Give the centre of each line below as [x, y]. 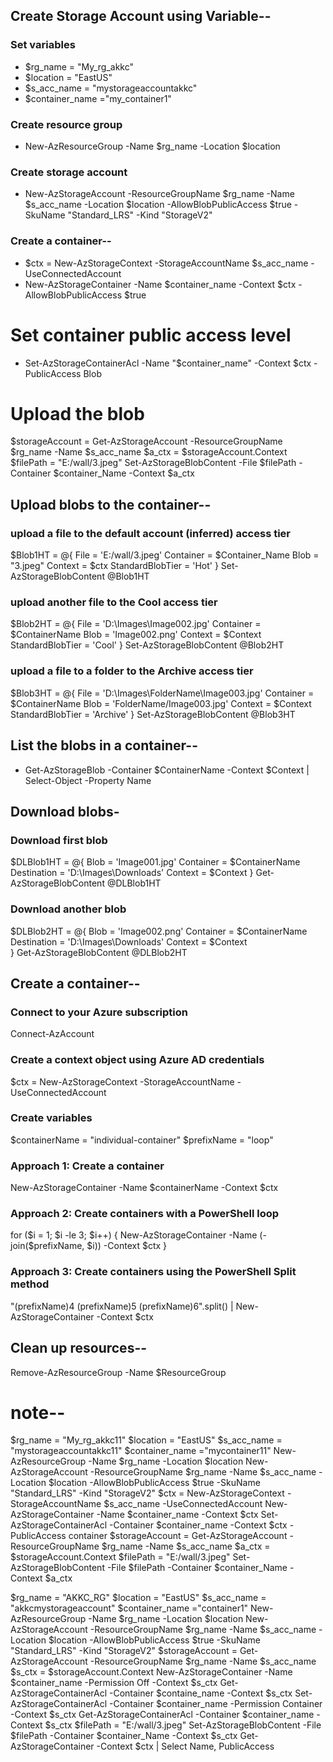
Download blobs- [65, 811]
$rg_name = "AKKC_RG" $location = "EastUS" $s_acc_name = [138, 1598]
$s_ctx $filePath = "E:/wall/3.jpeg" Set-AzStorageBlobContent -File [183, 1725]
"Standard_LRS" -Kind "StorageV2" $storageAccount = [124, 1651]
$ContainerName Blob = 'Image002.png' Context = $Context [136, 635]
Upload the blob [77, 413]
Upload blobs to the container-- [111, 504]
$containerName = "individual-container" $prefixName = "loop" [142, 1140]
